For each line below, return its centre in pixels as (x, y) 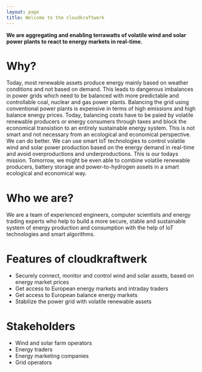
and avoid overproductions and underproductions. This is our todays (92, 154)
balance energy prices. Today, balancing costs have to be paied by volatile (100, 115)
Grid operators (33, 362)
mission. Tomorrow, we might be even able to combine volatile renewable (98, 160)
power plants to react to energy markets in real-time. (75, 41)
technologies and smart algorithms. (51, 234)
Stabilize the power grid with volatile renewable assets (83, 301)
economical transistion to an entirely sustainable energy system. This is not (101, 128)
